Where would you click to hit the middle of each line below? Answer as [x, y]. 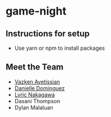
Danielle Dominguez [39, 88]
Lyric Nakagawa [35, 95]
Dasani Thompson [37, 101]
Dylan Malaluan [34, 107]
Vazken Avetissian [37, 82]
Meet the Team [35, 67]
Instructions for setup [48, 34]
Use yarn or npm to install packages [60, 48]
